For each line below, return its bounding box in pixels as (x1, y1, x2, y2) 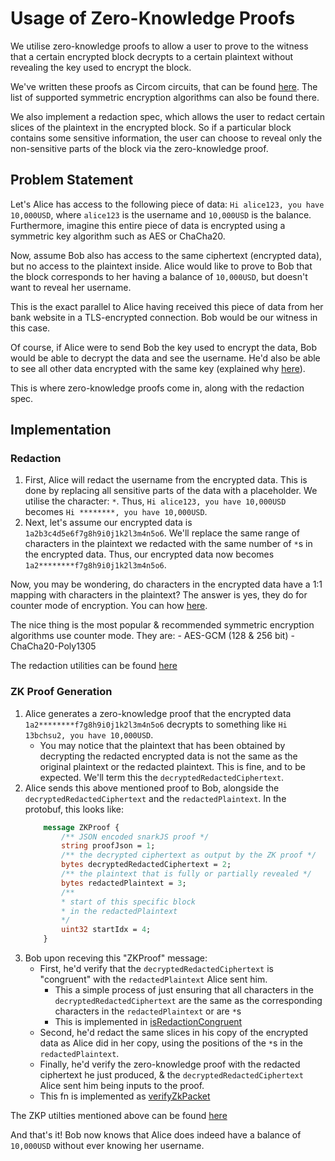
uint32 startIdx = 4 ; (61, 925, 152, 935)
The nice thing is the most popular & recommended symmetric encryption (10, 619, 315, 631)
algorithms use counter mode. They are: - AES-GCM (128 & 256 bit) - (10, 630, 295, 642)
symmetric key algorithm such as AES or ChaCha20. (10, 230, 226, 242)
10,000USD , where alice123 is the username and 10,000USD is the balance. (10, 208, 312, 221)
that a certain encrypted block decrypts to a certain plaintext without (10, 50, 294, 62)
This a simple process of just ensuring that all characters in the (54, 984, 314, 996)
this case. (10, 322, 51, 334)
